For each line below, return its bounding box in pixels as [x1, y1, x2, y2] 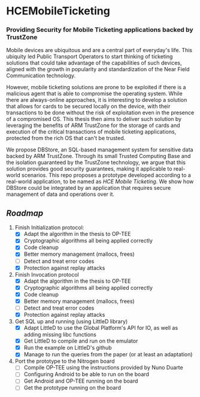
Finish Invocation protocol [14, 271, 79, 278]
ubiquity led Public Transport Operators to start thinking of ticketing [6, 53, 173, 60]
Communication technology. [6, 72, 76, 79]
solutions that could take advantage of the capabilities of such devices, [6, 59, 182, 66]
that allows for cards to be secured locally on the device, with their [6, 103, 171, 110]
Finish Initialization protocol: [14, 224, 84, 231]
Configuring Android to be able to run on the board [23, 371, 150, 378]
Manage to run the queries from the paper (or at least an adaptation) [23, 351, 193, 358]
